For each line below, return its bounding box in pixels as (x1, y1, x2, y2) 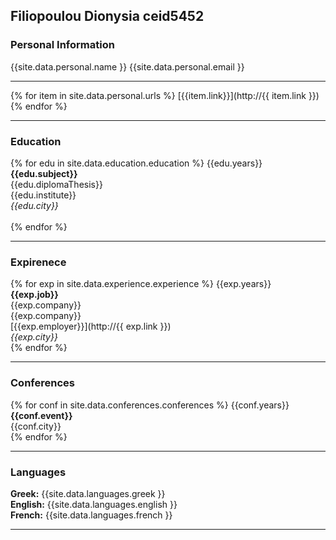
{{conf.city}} (10, 420, 62, 432)
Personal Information (10, 38, 115, 52)
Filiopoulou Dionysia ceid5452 (10, 8, 205, 25)
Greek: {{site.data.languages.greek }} (10, 487, 166, 499)
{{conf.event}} (10, 409, 73, 421)
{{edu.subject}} (10, 167, 78, 179)
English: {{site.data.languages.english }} (10, 498, 178, 510)
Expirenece (10, 255, 67, 269)
